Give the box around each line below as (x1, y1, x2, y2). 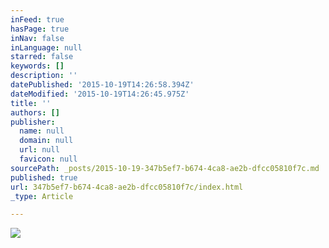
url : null (19, 145, 60, 155)
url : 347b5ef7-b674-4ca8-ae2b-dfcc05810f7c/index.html (10, 182, 244, 192)
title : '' (10, 98, 52, 108)
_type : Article (10, 191, 74, 201)
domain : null (19, 136, 74, 146)
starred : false (10, 52, 74, 62)
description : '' (10, 71, 78, 81)
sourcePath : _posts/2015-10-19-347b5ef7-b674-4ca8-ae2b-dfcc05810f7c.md (10, 163, 320, 173)
